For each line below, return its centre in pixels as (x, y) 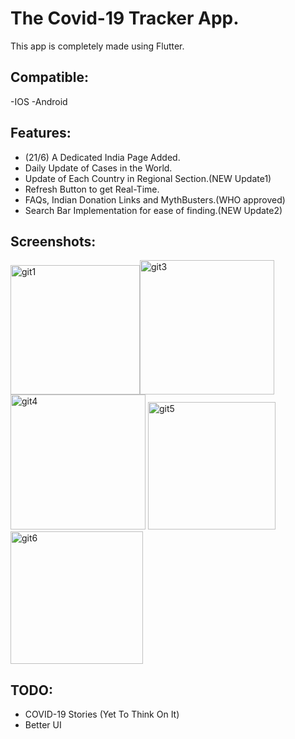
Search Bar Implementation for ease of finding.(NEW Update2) (153, 210)
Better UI (43, 725)
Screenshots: (53, 241)
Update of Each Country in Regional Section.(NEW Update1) (148, 178)
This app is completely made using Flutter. (97, 46)
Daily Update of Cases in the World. (98, 168)
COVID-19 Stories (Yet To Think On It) (102, 714)
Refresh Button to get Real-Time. (92, 189)
